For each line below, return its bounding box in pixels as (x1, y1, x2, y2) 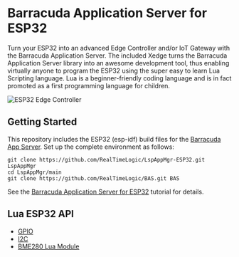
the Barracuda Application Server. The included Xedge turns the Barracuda (7, 51, 228, 60)
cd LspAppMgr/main (7, 169, 62, 176)
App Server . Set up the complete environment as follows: (7, 142, 174, 151)
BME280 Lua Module (17, 242, 80, 251)
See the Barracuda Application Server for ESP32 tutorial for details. (7, 187, 204, 196)
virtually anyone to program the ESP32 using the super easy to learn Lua (7, 66, 221, 75)
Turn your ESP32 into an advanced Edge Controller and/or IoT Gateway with (7, 43, 230, 52)
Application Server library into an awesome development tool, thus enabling (7, 58, 230, 67)
